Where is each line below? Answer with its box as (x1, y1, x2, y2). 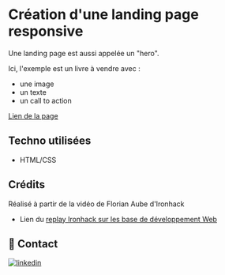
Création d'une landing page (8, 6, 199, 24)
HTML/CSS (19, 155, 57, 164)
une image (19, 79, 54, 89)
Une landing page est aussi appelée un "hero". (8, 48, 159, 58)
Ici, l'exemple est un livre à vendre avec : (8, 63, 141, 73)
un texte (19, 87, 47, 96)
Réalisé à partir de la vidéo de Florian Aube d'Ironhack (8, 199, 185, 209)
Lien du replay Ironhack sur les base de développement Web (19, 214, 217, 224)
